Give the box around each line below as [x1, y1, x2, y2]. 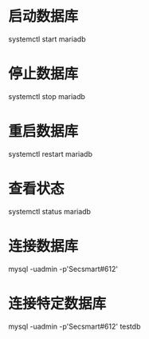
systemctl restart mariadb [8, 149, 93, 158]
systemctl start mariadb [8, 34, 86, 44]
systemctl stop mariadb [8, 91, 86, 101]
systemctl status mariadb [8, 206, 92, 216]
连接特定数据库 [8, 294, 107, 313]
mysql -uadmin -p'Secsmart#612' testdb [8, 321, 141, 331]
